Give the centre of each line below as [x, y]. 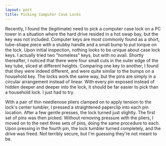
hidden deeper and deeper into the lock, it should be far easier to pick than [82, 87]
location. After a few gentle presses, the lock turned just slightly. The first [80, 112]
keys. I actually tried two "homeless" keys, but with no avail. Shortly [75, 55]
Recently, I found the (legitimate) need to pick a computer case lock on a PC [83, 28]
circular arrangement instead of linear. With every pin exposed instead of [80, 81]
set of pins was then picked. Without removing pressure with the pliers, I [79, 118]
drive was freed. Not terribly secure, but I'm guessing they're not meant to [81, 134]
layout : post [19, 10]
